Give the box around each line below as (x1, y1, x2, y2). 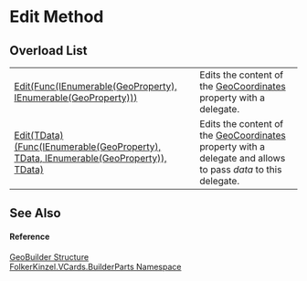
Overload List (9, 43, 88, 58)
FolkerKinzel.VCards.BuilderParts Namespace (9, 261, 182, 272)
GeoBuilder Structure (9, 251, 90, 262)
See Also (9, 205, 61, 221)
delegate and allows (199, 152, 286, 164)
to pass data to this (199, 163, 282, 175)
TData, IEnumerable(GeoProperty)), (14, 152, 167, 164)
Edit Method (9, 6, 104, 27)
